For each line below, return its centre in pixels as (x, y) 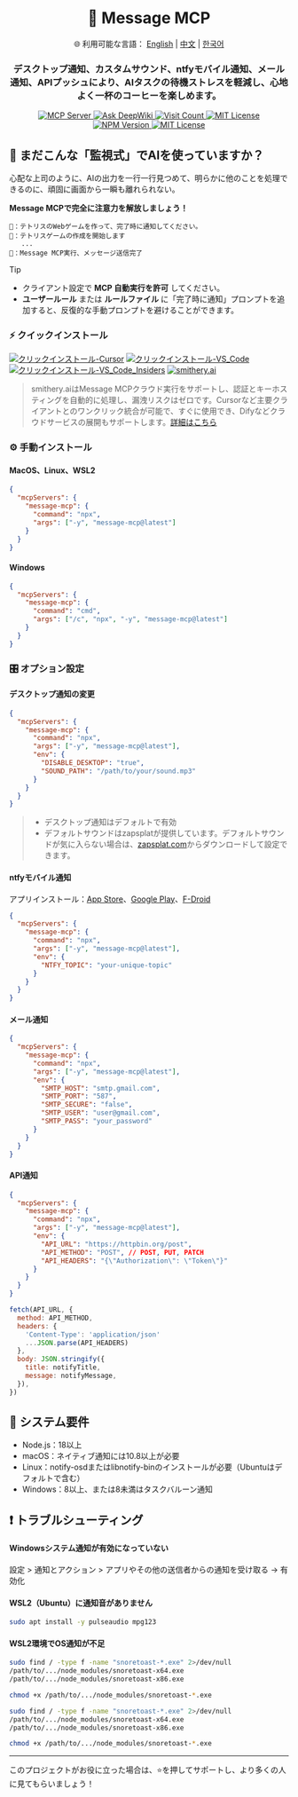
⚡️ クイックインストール (59, 335)
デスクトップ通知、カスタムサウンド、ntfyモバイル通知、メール (149, 68)
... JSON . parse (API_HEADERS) (77, 1343)
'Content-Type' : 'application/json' (93, 1335)
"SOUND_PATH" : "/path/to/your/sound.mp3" (119, 771)
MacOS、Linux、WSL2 (52, 470)
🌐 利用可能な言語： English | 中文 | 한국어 (149, 43)
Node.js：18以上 (52, 1445)
